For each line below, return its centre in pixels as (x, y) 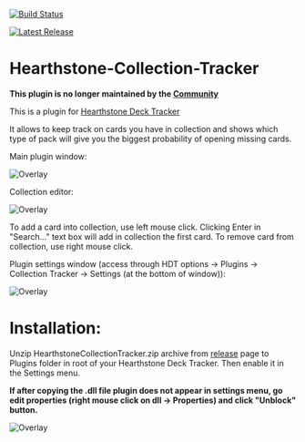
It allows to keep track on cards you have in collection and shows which (144, 128)
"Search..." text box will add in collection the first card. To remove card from (152, 236)
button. (24, 409)
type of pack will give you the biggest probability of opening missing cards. (151, 139)
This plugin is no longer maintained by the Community (114, 93)
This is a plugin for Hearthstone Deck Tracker (95, 111)
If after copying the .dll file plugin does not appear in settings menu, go (146, 390)
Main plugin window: (48, 156)
